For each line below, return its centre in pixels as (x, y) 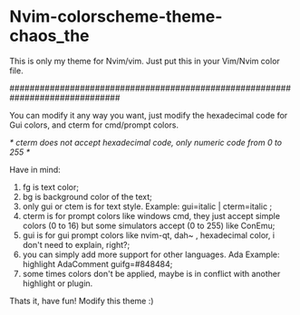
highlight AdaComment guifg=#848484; (97, 263)
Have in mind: (35, 169)
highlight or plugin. (58, 283)
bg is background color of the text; (87, 196)
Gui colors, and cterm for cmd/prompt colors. (94, 125)
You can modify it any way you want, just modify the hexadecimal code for (149, 115)
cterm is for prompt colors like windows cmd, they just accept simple (151, 215)
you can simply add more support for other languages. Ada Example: (151, 254)
